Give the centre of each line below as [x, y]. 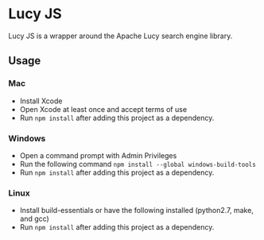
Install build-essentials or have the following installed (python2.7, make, [137, 211]
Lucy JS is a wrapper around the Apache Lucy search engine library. [120, 36]
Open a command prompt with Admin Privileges [98, 155]
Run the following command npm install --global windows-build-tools [138, 164]
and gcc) [34, 219]
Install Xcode [41, 101]
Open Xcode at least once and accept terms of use [103, 109]
